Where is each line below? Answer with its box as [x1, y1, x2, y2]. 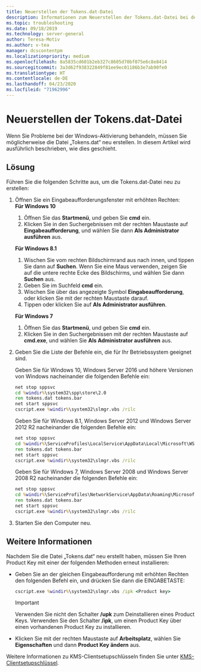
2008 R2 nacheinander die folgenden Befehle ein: [14, 475, 138, 482]
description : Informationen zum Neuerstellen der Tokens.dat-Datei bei [6, 14, 188, 20]
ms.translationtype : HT [6, 70, 66, 76]
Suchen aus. [23, 275, 56, 282]
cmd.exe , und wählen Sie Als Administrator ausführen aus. [23, 336, 172, 344]
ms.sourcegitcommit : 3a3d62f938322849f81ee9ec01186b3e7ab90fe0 [6, 64, 167, 71]
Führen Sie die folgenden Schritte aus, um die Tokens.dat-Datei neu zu [6, 178, 181, 186]
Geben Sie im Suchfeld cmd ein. [23, 282, 103, 289]
